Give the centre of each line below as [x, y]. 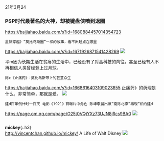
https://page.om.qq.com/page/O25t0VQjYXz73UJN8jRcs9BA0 [68, 114]
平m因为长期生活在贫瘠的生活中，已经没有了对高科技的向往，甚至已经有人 [80, 62]
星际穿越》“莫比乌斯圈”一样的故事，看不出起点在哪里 [51, 42]
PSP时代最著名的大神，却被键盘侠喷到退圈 [55, 21]
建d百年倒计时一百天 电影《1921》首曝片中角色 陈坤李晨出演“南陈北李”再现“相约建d [79, 104]
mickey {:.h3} [18, 128]
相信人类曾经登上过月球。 [35, 68]
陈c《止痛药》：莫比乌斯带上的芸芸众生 [38, 78]
